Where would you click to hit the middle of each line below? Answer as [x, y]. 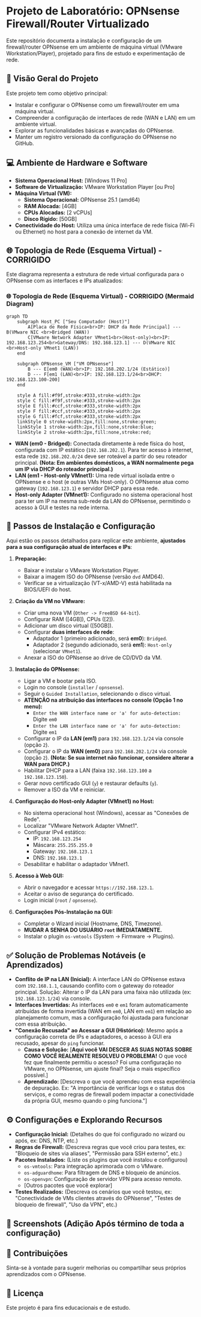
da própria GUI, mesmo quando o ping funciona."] [85, 1101]
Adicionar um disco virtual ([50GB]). [68, 626]
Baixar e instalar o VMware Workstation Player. [82, 571]
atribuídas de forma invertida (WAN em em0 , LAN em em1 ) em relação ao [103, 1011]
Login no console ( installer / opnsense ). [74, 687]
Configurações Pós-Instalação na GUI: [64, 912]
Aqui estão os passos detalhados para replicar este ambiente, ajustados [96, 541]
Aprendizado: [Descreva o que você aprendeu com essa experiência [109, 1082]
